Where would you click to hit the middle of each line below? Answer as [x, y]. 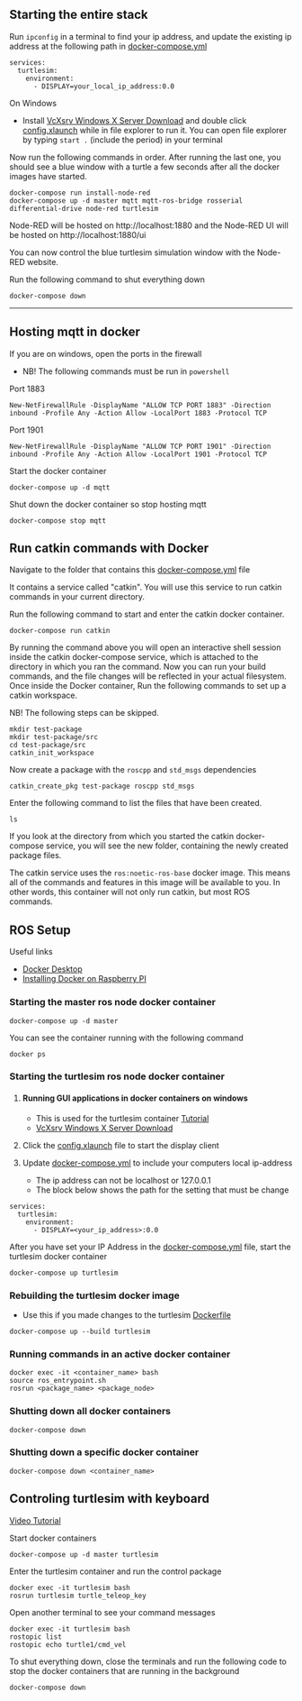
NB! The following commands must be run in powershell [126, 371]
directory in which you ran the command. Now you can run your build [138, 667]
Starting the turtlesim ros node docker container [117, 1076]
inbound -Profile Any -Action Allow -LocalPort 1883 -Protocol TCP [138, 413]
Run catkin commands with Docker [109, 549]
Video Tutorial [35, 1520]
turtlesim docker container [58, 1256]
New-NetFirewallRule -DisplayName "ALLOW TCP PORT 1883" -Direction [140, 405]
